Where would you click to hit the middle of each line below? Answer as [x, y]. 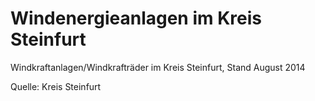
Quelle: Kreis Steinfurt [56, 86]
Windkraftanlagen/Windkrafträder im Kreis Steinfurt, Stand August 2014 [158, 67]
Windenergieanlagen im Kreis [136, 18]
